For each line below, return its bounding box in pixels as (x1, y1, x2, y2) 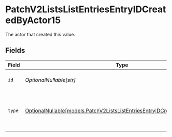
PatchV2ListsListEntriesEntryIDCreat (5, 4, 166, 15)
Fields (5, 46, 26, 55)
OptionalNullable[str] (25, 76, 76, 83)
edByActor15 (5, 14, 61, 26)
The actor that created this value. (5, 31, 75, 37)
